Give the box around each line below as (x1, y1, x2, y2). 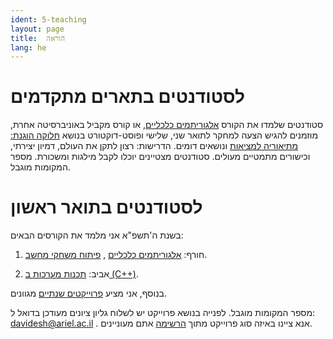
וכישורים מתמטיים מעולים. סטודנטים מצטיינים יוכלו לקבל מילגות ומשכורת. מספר (10, 151, 311, 163)
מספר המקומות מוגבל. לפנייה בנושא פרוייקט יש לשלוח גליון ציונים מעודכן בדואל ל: (10, 307, 316, 319)
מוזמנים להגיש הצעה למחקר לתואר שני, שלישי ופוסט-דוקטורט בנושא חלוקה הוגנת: (10, 129, 319, 141)
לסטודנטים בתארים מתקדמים (10, 86, 245, 108)
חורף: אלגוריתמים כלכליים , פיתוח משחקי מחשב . (24, 249, 208, 261)
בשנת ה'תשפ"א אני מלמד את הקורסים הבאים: (10, 229, 184, 241)
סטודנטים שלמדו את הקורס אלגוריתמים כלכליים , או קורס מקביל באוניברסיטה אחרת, (10, 119, 324, 131)
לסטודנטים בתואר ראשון (10, 196, 203, 219)
